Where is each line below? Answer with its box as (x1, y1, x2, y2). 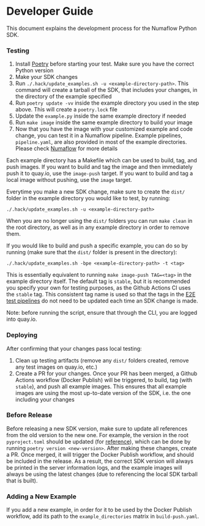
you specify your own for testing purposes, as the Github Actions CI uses (6, 284, 191, 291)
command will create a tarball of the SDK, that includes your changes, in (15, 86, 198, 94)
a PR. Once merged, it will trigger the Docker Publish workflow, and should (6, 451, 195, 458)
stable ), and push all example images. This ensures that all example (15, 383, 187, 390)
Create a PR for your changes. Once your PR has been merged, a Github (15, 369, 198, 377)
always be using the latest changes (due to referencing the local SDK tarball (6, 470, 198, 478)
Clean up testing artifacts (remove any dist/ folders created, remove (15, 356, 189, 364)
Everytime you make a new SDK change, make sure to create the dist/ (6, 188, 185, 195)
